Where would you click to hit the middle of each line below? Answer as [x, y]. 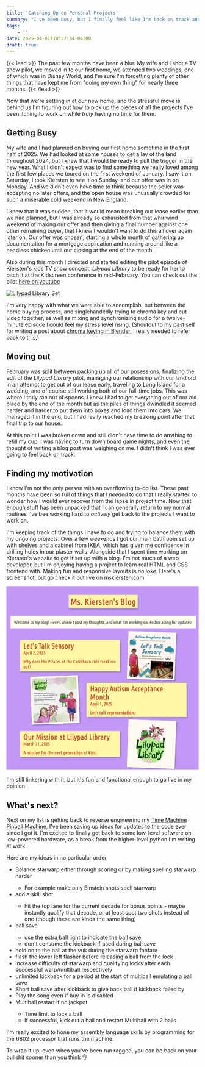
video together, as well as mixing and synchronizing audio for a [86, 318]
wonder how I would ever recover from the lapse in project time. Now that [99, 501]
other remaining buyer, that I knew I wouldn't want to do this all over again [99, 230]
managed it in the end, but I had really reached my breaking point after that [101, 416]
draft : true [21, 45]
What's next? [32, 805]
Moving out [28, 357]
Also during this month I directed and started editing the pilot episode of [97, 262]
